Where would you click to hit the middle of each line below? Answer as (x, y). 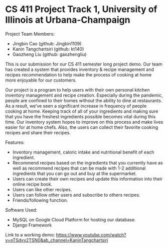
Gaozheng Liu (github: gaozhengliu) (49, 54)
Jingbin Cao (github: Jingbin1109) (47, 43)
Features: (15, 142)
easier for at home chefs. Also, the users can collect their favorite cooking (82, 127)
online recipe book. (32, 184)
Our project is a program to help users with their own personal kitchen (77, 90)
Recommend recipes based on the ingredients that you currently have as (88, 162)
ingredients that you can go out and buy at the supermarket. (74, 173)
